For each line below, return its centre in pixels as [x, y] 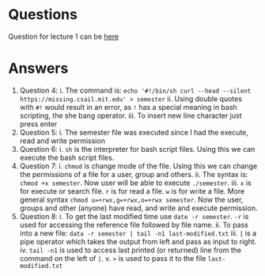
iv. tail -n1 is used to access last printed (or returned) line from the [131, 250]
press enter [38, 123]
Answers [38, 68]
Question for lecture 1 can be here [64, 36]
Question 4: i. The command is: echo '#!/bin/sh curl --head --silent [135, 90]
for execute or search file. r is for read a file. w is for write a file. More [132, 191]
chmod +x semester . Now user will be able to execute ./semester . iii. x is [135, 183]
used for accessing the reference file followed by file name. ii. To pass [134, 225]
